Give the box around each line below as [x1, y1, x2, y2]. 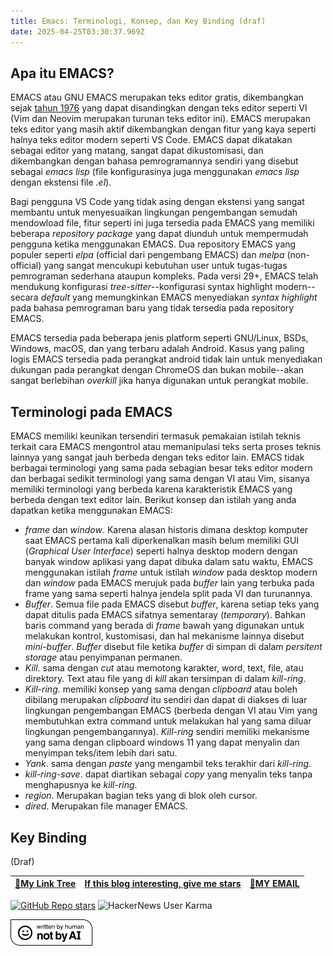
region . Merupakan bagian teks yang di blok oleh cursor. [24, 790, 258, 802]
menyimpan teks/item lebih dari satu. [24, 747, 178, 759]
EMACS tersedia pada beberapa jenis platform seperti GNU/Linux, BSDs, [10, 332, 309, 344]
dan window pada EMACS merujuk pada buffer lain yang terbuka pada [24, 577, 315, 589]
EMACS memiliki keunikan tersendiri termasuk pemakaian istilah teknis [10, 430, 301, 442]
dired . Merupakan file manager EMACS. [24, 800, 188, 812]
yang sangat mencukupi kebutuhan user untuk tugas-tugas [43, 260, 288, 272]
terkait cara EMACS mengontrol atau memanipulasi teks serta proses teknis [10, 441, 322, 453]
